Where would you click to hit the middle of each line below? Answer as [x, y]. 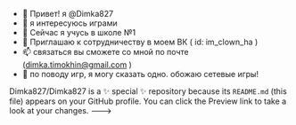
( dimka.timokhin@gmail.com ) [77, 65]
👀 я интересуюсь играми [70, 23]
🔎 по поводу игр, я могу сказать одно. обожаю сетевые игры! [140, 74]
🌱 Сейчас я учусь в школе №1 [79, 32]
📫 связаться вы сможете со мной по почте [105, 52]
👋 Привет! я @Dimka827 [68, 14]
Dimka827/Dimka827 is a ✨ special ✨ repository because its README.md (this [148, 91]
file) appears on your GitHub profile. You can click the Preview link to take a [148, 101]
